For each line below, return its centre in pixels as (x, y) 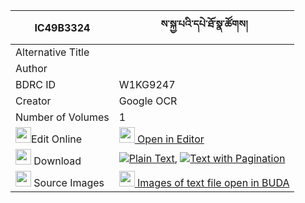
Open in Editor (171, 139)
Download (57, 161)
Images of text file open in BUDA (213, 182)
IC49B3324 (62, 27)
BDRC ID (36, 84)
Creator (33, 101)
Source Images (69, 182)
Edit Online (57, 139)
